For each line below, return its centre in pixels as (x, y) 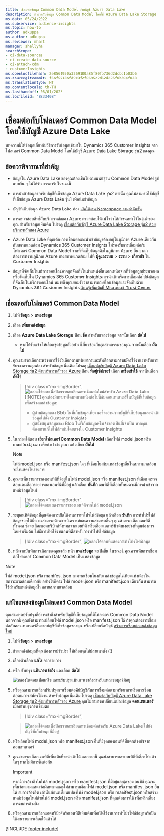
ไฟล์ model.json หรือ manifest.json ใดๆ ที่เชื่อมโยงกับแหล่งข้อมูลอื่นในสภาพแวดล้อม (84, 464)
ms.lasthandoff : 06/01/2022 (34, 92)
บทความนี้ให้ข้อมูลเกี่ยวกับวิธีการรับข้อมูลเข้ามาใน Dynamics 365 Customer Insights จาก (82, 145)
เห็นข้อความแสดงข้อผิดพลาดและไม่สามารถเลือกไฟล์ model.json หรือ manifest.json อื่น (86, 787)
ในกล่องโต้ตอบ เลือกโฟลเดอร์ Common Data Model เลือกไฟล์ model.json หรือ (82, 439)
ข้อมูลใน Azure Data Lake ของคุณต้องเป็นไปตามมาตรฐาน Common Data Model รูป (86, 178)
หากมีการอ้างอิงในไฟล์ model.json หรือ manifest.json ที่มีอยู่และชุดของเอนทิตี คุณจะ (84, 781)
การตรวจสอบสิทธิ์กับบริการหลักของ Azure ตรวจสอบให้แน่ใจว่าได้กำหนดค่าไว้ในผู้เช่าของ (84, 219)
